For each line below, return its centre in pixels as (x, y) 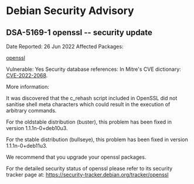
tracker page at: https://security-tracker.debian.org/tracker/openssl (87, 175)
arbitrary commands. (31, 110)
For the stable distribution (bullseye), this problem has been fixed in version (97, 139)
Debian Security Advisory (70, 11)
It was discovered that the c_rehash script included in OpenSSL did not (92, 98)
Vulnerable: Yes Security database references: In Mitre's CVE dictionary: (94, 69)
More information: (28, 87)
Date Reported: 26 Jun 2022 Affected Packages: (65, 46)
